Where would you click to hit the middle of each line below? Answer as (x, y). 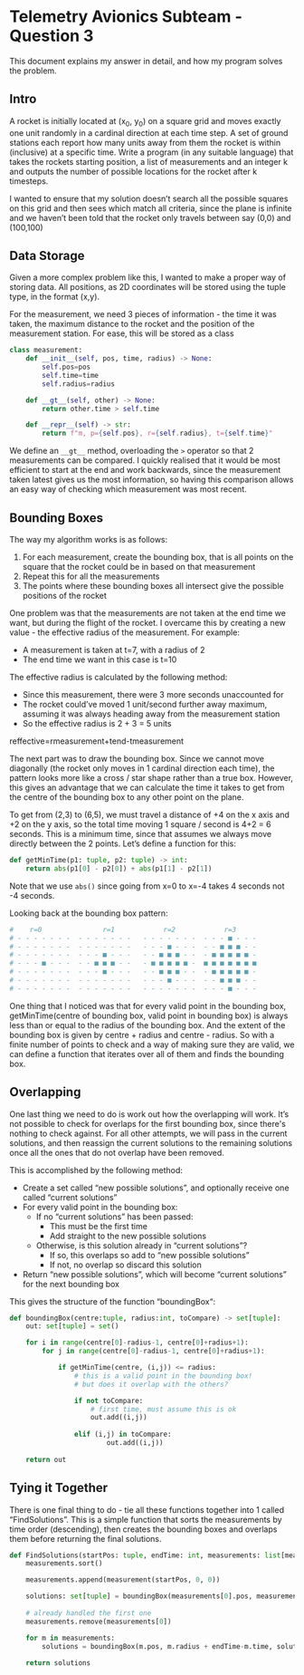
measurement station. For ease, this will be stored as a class (122, 333)
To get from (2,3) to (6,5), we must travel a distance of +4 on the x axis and (149, 815)
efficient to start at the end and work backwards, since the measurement (145, 470)
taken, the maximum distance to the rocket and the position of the (132, 324)
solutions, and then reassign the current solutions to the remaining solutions (151, 1142)
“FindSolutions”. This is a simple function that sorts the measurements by (146, 1519)
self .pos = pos (66, 367)
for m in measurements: (71, 1638)
